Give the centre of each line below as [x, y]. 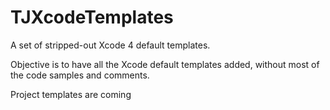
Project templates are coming [71, 94]
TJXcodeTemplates [92, 17]
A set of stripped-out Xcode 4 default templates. [110, 45]
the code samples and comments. [80, 75]
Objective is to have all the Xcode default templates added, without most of [165, 64]
